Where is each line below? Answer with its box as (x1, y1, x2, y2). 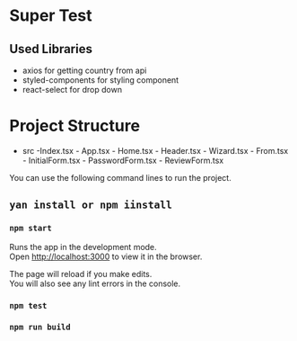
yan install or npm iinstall (9, 199, 173, 211)
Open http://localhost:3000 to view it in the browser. (9, 251, 203, 262)
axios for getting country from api (22, 65, 147, 76)
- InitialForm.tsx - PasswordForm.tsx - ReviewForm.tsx (22, 155, 224, 166)
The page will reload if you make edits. (9, 268, 153, 279)
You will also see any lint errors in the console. (9, 278, 181, 289)
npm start (9, 223, 52, 234)
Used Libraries (9, 41, 92, 57)
